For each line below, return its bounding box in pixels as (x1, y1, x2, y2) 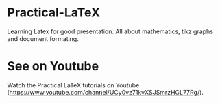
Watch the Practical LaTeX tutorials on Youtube (7, 80, 140, 89)
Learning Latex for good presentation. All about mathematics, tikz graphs (7, 27, 214, 35)
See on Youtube (7, 59, 99, 74)
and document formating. (7, 34, 79, 42)
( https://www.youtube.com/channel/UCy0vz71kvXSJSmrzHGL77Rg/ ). (7, 88, 204, 96)
